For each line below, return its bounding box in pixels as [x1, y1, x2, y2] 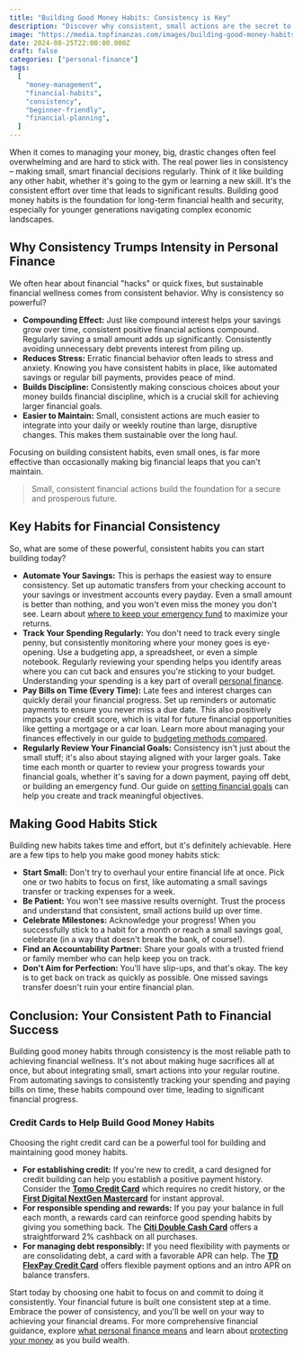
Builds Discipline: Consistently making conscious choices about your [22, 381, 280, 392]
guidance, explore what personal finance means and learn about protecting [9, 1325, 289, 1336]
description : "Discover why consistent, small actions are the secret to [9, 22, 292, 31]
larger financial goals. [22, 400, 103, 411]
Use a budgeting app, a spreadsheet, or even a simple [57, 646, 258, 658]
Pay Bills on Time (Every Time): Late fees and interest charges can [22, 685, 272, 695]
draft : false [9, 47, 58, 56]
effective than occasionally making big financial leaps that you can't [9, 456, 261, 467]
